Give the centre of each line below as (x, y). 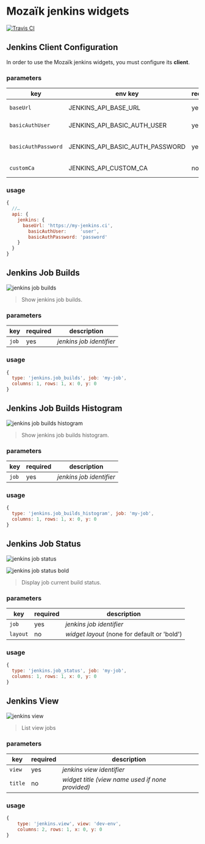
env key (127, 94)
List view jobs (38, 727)
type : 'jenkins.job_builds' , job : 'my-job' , (69, 378)
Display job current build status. (61, 582)
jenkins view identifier (93, 769)
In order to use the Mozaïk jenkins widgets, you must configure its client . (98, 62)
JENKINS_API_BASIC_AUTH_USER (118, 125)
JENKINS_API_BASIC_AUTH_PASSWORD (127, 147)
